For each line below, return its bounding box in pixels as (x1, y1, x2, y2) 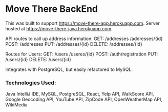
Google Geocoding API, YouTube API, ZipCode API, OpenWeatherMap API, (5, 96, 163, 103)
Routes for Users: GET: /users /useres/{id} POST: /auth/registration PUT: (5, 51, 158, 57)
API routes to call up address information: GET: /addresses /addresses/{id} (5, 35, 163, 42)
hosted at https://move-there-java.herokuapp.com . (5, 25, 113, 31)
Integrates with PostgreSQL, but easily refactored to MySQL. (5, 66, 133, 72)
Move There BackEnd (5, 3, 98, 15)
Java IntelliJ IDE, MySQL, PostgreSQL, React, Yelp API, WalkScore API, (5, 91, 155, 97)
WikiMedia (5, 102, 28, 108)
